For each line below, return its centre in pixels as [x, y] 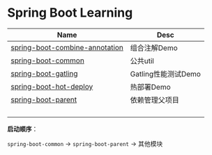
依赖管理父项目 [155, 100]
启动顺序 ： [23, 129]
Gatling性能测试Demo [165, 74]
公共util [142, 60]
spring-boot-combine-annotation [67, 47]
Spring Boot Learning [70, 13]
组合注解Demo [154, 48]
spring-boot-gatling [44, 73]
